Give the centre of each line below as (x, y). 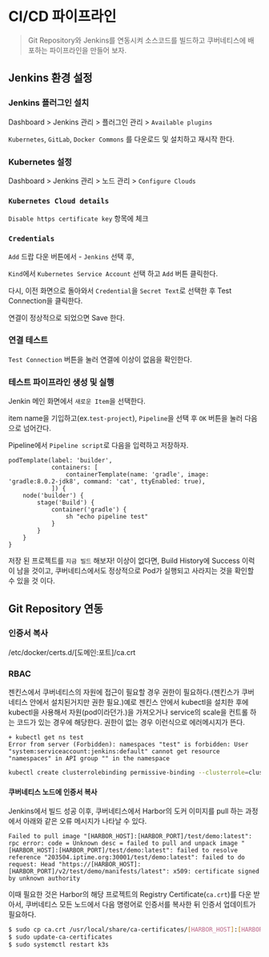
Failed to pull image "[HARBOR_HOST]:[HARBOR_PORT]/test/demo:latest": (130, 837)
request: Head (32, 865)
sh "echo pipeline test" (107, 517)
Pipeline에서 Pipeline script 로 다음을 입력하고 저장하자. (98, 446)
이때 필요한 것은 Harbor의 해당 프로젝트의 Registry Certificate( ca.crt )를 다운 (130, 894)
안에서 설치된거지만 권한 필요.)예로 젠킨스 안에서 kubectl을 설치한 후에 (139, 702)
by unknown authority (44, 879)
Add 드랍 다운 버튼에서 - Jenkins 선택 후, (71, 256)
